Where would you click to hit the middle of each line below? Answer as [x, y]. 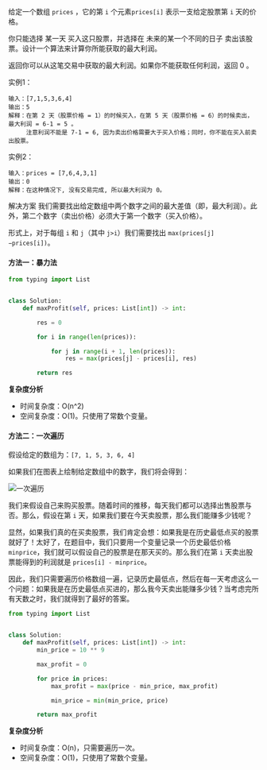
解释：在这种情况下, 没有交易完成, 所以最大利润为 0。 [87, 190]
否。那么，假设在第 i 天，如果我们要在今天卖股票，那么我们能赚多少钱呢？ [130, 516]
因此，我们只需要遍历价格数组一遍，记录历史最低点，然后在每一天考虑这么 [130, 579]
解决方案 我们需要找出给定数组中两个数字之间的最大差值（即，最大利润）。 [129, 206]
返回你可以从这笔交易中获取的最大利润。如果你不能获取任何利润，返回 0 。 [131, 65]
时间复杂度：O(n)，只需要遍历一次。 [79, 748]
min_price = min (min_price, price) [110, 700]
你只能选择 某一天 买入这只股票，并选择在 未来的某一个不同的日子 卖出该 [127, 39]
